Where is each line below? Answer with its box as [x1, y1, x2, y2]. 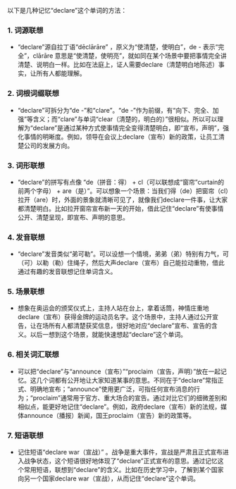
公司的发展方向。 [23, 141, 74, 149]
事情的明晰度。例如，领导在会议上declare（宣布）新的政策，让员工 [23, 132, 218, 141]
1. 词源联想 [7, 25, 44, 35]
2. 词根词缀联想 [7, 89, 60, 99]
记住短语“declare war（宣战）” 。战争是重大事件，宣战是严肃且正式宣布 [17, 448, 223, 457]
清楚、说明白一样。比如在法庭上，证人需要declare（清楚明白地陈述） [17, 61, 218, 69]
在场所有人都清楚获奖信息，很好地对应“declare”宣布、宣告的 [36, 321, 211, 330]
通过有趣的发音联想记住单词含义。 [17, 267, 117, 276]
